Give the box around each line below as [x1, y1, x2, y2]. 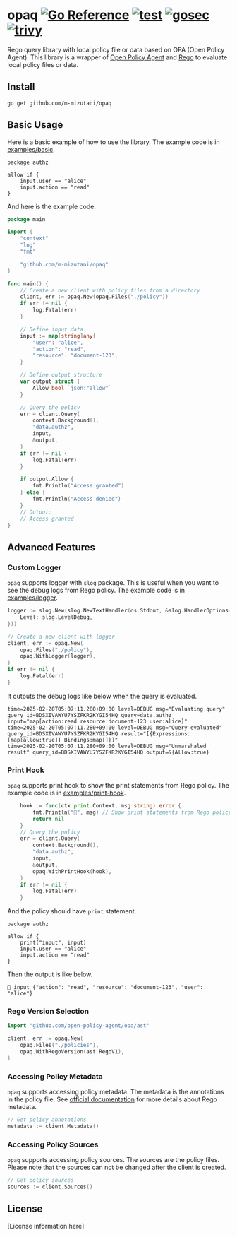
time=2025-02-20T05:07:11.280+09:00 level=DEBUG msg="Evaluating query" [7, 705, 226, 713]
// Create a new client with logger [7, 633, 115, 640]
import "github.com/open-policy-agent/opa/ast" [7, 1022, 150, 1029]
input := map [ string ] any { [20, 332, 97, 339]
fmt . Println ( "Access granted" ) [32, 483, 125, 490]
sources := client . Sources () [7, 1183, 93, 1190]
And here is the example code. [7, 202, 97, 211]
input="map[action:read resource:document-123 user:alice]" [7, 718, 188, 725]
